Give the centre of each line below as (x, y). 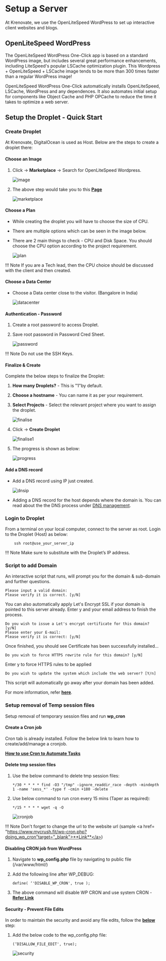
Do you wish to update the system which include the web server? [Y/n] (81, 673)
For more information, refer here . (39, 692)
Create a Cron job (24, 728)
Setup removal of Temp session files (50, 705)
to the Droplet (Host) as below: (36, 534)
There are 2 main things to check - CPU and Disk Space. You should (82, 240)
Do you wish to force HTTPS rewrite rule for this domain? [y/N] (74, 655)
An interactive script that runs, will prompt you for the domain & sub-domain (83, 576)
